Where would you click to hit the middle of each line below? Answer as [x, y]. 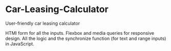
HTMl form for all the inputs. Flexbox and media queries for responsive [80, 33]
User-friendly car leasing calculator [43, 23]
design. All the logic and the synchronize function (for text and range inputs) [86, 38]
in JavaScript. [20, 43]
